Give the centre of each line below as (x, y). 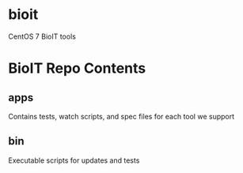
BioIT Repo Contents (77, 68)
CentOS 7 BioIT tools (42, 36)
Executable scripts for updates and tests (74, 160)
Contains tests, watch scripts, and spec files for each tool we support (121, 116)
